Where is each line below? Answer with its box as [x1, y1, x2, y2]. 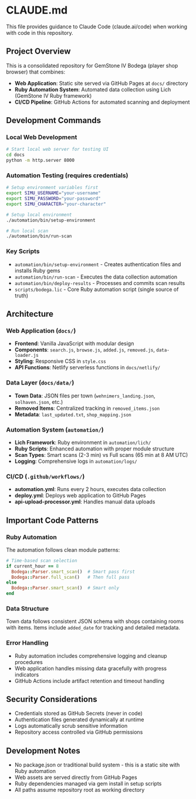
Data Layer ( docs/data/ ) [6, 379, 75, 387]
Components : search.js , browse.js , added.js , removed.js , [14, 346, 156, 353]
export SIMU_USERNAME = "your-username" [6, 190, 101, 196]
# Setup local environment [6, 211, 72, 218]
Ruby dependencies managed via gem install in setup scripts [14, 780, 162, 787]
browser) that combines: [6, 68, 66, 75]
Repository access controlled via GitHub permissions [14, 728, 143, 736]
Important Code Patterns [6, 515, 99, 525]
